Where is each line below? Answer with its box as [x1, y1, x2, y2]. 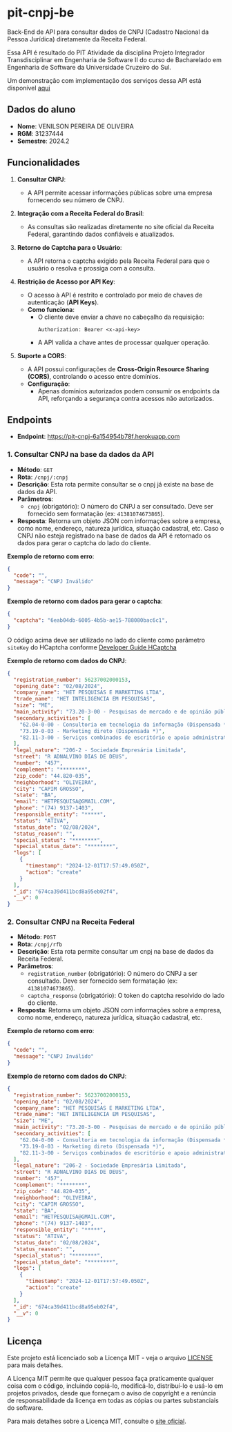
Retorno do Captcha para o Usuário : [17, 243, 122, 251]
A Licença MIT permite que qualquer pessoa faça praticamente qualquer [7, 1375, 214, 1383]
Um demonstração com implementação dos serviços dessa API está [7, 76, 202, 84]
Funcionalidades [7, 157, 81, 168]
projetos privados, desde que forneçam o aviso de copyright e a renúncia [7, 1389, 216, 1397]
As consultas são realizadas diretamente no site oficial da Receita [27, 222, 215, 231]
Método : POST [17, 933, 57, 941]
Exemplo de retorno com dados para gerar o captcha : [7, 597, 163, 605]
